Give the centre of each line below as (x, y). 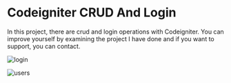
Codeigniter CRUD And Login (92, 13)
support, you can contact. (44, 46)
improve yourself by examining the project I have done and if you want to (111, 38)
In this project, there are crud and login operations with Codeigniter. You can (115, 32)
